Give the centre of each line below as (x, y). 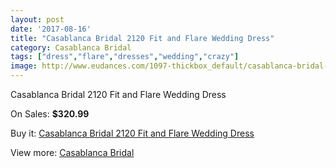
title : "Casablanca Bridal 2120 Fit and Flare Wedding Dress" (142, 38)
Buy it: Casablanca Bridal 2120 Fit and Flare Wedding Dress (132, 133)
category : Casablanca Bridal (71, 47)
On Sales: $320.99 (50, 114)
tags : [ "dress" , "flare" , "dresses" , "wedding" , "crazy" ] (125, 57)
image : (24, 66)
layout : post (37, 19)
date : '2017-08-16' (51, 29)
